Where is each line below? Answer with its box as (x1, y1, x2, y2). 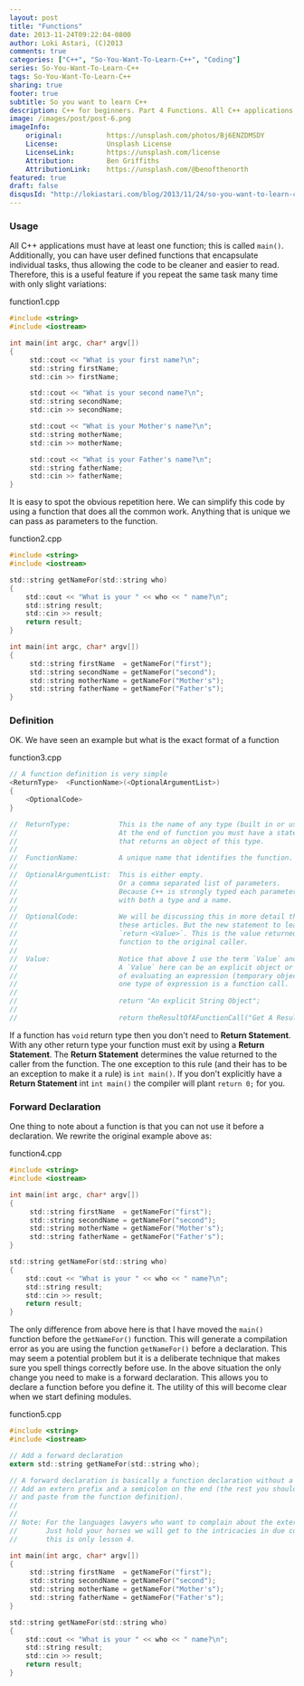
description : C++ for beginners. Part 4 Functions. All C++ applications (9, 106, 294, 115)
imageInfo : (9, 123, 51, 132)
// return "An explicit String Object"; (9, 996, 261, 1005)
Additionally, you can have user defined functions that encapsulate (9, 250, 259, 261)
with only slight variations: (9, 279, 107, 290)
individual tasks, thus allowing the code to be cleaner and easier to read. (9, 260, 280, 271)
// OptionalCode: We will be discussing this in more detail (9, 912, 285, 921)
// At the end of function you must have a (9, 828, 273, 837)
